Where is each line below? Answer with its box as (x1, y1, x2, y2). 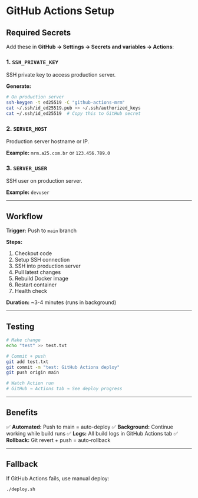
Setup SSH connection (14, 256, 70, 263)
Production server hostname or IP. (6, 138, 90, 145)
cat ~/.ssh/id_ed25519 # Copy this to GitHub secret (6, 110, 141, 116)
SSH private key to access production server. (6, 71, 116, 78)
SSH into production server (14, 262, 81, 269)
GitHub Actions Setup (6, 4, 115, 18)
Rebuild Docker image (14, 275, 69, 282)
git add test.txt (6, 358, 49, 365)
